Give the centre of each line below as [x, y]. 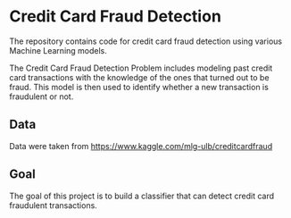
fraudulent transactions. [54, 205]
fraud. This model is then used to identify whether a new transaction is [139, 87]
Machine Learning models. [58, 50]
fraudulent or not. [42, 96]
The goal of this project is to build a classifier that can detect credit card [142, 196]
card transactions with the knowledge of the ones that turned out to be [139, 77]
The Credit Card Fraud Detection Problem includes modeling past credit [141, 68]
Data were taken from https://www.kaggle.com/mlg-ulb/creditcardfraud [141, 146]
